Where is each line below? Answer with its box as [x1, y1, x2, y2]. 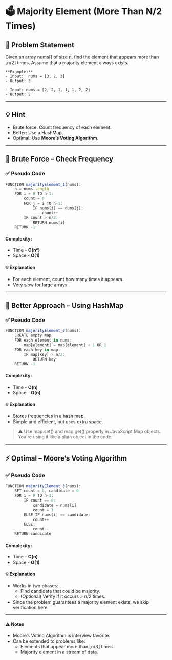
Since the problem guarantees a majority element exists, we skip [12, 599, 149, 605]
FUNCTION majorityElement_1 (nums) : [5, 182, 81, 187]
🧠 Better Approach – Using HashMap [5, 301, 124, 310]
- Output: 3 [5, 78, 31, 84]
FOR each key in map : [14, 347, 60, 352]
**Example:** [5, 69, 33, 74]
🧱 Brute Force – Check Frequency [5, 155, 114, 164]
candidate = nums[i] [32, 503, 77, 508]
